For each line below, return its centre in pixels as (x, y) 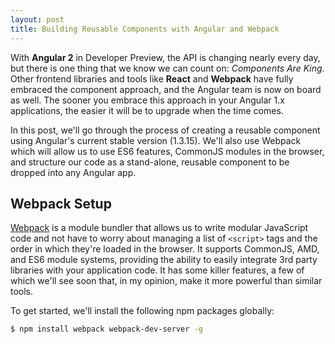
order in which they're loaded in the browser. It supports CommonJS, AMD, (165, 249)
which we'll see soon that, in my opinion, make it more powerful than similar (166, 281)
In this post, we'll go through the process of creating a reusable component (165, 130)
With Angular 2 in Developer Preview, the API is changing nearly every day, (165, 57)
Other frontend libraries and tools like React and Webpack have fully (152, 78)
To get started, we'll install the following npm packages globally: (142, 311)
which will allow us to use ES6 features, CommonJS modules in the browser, (167, 151)
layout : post (37, 19)
